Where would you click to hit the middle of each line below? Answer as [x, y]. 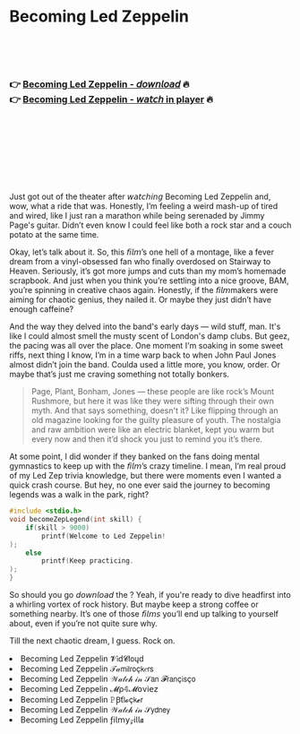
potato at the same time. [54, 235]
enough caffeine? [42, 309]
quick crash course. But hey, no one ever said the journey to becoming [140, 485]
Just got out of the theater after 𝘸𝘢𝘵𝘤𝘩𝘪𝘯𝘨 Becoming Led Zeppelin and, [140, 197]
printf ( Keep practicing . [88, 561]
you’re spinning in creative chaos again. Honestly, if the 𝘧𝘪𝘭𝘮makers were [144, 290]
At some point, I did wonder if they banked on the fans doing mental [134, 457]
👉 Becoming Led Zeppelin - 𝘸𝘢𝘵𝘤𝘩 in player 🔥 [111, 99]
